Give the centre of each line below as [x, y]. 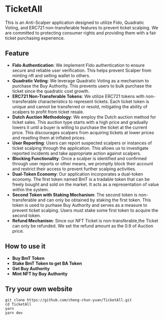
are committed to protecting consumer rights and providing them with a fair [81, 33]
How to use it [25, 247]
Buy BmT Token [28, 258]
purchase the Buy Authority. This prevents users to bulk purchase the [82, 86]
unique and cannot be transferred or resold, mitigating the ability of [80, 106]
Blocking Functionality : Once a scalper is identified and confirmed [79, 158]
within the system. [31, 189]
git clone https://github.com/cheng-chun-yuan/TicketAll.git [69, 300]
